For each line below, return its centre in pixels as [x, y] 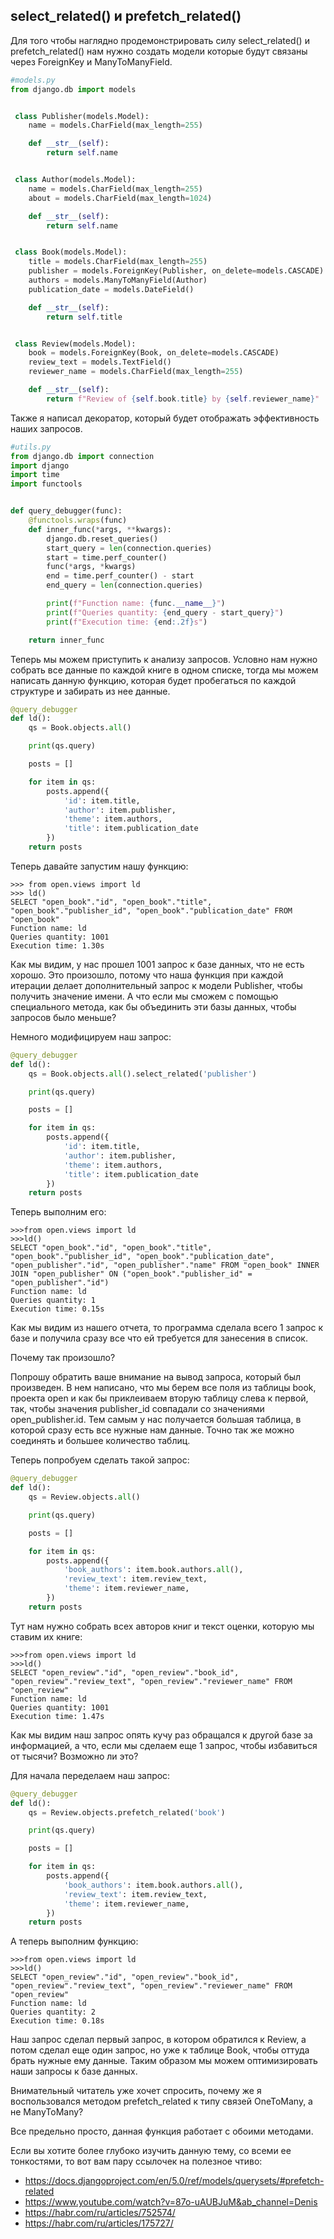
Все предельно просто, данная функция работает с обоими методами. [162, 2131]
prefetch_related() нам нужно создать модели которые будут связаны [159, 51]
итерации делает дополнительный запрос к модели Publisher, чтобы [156, 985]
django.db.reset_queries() [102, 539]
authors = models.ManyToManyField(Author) [118, 280]
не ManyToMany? [47, 2112]
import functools [46, 484]
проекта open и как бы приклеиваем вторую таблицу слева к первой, [159, 1398]
